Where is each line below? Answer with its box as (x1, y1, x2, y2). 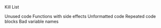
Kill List (4, 4, 19, 10)
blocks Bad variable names (4, 19, 59, 24)
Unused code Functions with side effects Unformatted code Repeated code (4, 14, 156, 19)
